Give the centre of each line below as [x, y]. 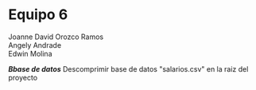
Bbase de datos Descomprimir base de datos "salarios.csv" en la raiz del [128, 68]
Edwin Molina [30, 53]
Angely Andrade [35, 45]
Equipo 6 [38, 15]
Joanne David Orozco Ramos [56, 37]
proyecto [23, 77]
